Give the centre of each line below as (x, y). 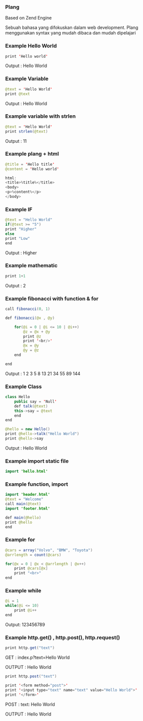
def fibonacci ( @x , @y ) (30, 318)
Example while (23, 590)
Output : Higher (21, 253)
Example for (20, 540)
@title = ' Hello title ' (30, 164)
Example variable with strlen (40, 116)
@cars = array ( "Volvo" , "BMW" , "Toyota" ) (49, 550)
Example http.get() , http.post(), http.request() (63, 637)
